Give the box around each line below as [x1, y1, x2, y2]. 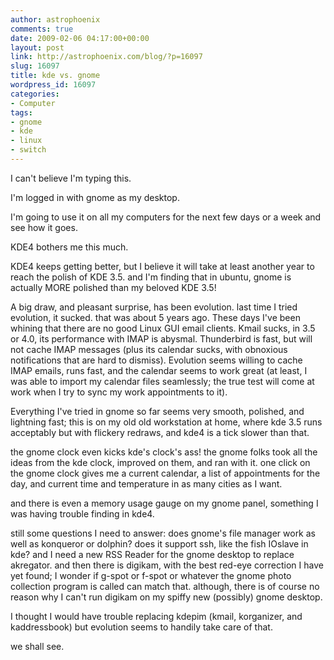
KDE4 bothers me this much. [10, 241, 129, 253]
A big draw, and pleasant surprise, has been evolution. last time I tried [10, 301, 298, 313]
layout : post [10, 42, 65, 53]
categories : [10, 89, 60, 99]
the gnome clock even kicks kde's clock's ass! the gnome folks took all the [10, 446, 318, 458]
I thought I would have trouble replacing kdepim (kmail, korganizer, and [10, 610, 303, 622]
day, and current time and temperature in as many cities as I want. [10, 477, 283, 490]
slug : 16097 [10, 61, 60, 71]
